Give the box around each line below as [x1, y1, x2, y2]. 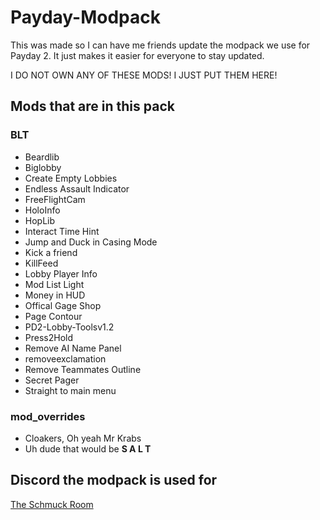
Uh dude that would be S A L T [24, 442, 152, 455]
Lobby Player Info [24, 267, 98, 280]
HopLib [24, 214, 56, 226]
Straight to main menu [24, 384, 117, 396]
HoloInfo [24, 204, 61, 216]
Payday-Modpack [10, 6, 161, 29]
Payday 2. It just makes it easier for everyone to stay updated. [10, 49, 265, 61]
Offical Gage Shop [24, 299, 102, 311]
